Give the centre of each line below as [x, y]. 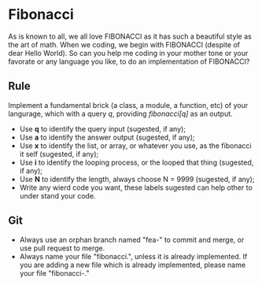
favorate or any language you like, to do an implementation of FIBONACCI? [129, 61]
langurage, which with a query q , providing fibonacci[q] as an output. [121, 113]
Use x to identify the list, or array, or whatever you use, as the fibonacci [135, 145]
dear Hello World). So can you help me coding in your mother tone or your [128, 53]
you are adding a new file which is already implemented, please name [133, 265]
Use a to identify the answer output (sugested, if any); [107, 137]
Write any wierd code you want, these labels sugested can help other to [136, 188]
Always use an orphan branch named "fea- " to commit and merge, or [132, 240]
